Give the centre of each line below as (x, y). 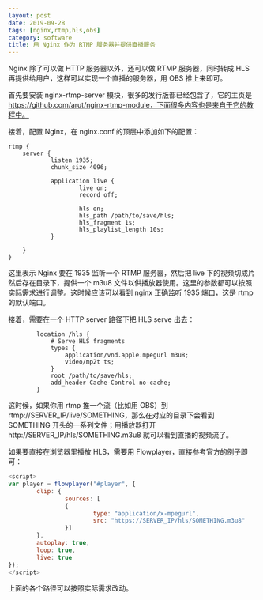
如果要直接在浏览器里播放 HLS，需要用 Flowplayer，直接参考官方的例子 (125, 452)
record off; (98, 195)
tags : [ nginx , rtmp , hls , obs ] (54, 30)
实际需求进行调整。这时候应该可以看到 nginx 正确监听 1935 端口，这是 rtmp (131, 292)
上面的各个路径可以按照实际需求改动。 (70, 588)
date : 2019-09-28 (37, 23)
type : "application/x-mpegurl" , (146, 513)
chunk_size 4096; (79, 168)
